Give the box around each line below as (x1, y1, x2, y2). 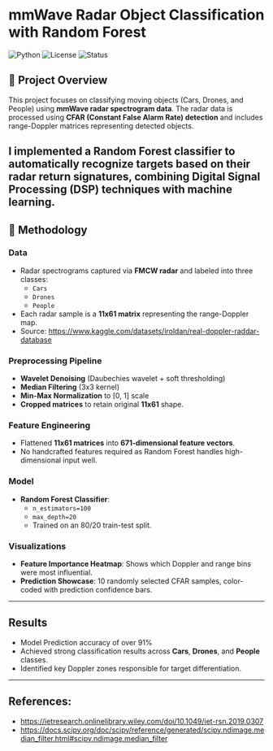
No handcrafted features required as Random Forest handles (19, 447, 223, 457)
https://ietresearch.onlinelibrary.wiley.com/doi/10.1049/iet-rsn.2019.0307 (19, 716, 264, 726)
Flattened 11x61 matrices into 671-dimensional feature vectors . (19, 438, 236, 448)
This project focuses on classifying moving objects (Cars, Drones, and (8, 95, 244, 105)
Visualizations (8, 540, 67, 552)
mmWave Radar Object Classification (8, 6, 265, 24)
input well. (63, 455, 97, 465)
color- (223, 576, 244, 586)
